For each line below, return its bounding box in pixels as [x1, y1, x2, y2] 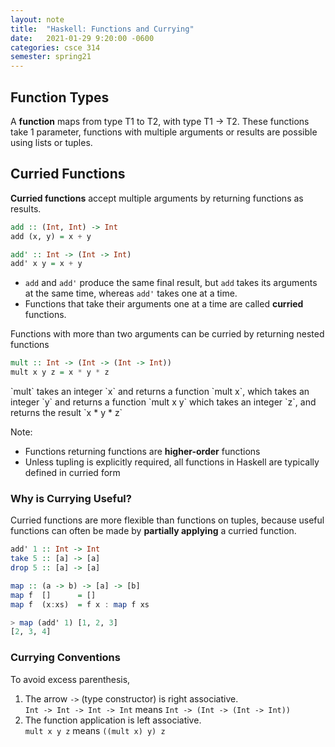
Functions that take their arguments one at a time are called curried [24, 298, 304, 310]
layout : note [10, 14, 65, 25]
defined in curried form [24, 467, 121, 478]
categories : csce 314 [10, 42, 101, 53]
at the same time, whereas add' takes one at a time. [24, 287, 238, 300]
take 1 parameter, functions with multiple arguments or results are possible [10, 126, 318, 138]
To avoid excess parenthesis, [10, 673, 131, 685]
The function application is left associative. [24, 714, 202, 726]
